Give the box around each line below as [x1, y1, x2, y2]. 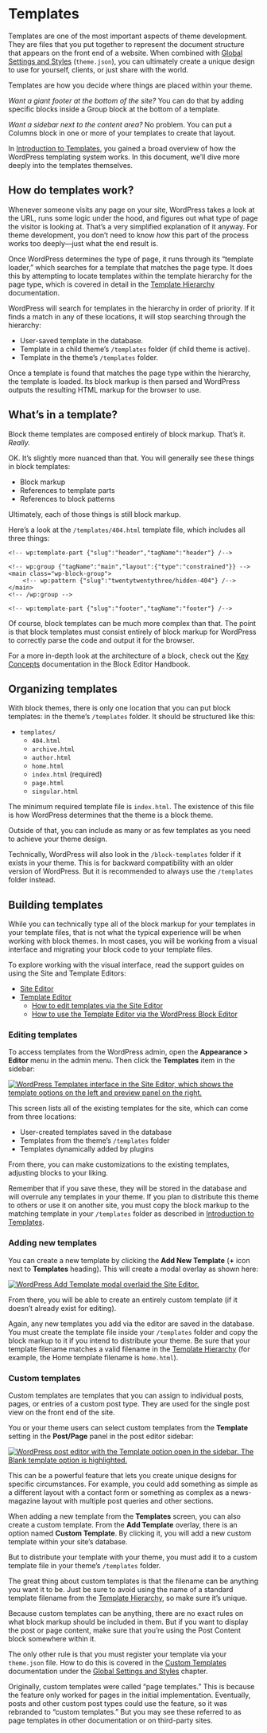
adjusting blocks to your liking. [8, 1168, 109, 1178]
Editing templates [8, 1029, 78, 1040]
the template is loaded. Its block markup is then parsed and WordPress [8, 376, 241, 386]
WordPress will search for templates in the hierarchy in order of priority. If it [8, 303, 255, 313]
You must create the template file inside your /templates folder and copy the [8, 1327, 258, 1336]
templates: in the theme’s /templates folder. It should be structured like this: [8, 712, 256, 722]
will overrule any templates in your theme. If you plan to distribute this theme [8, 1192, 259, 1202]
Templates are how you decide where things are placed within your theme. [8, 80, 253, 90]
